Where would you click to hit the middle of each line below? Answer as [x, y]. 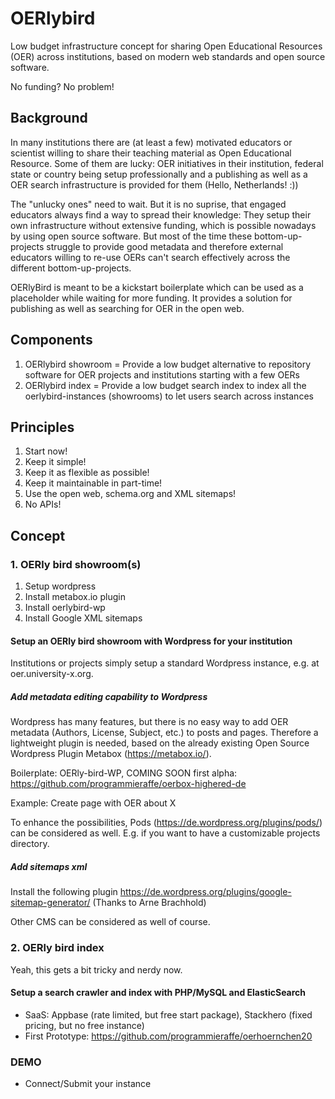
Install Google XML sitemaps [83, 618]
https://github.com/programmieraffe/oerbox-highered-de [128, 784]
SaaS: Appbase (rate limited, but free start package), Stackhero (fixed [168, 1014]
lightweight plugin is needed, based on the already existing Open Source [160, 743]
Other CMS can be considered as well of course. [110, 922]
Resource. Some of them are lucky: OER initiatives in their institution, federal [167, 163]
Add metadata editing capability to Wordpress [109, 696]
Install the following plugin [64, 892]
